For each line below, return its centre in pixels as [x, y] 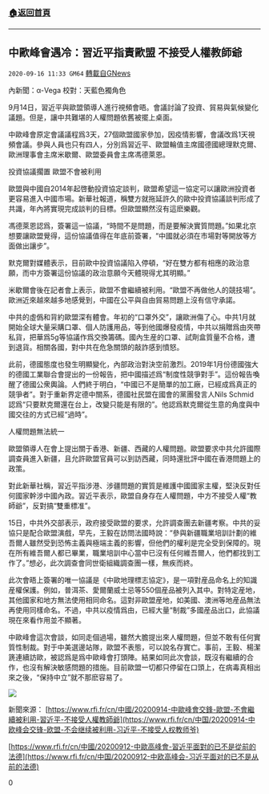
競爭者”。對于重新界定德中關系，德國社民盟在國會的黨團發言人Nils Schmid [131, 394]
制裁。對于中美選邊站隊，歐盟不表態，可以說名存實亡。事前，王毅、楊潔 [141, 647]
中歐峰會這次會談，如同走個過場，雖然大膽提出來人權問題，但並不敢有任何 [131, 637]
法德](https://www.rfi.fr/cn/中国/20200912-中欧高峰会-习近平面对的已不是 [130, 757]
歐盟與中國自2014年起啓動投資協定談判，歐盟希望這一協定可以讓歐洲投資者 [132, 189]
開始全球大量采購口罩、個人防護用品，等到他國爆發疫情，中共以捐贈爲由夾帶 [134, 328]
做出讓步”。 [34, 246]
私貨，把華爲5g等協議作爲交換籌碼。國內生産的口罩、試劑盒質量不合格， [128, 337]
